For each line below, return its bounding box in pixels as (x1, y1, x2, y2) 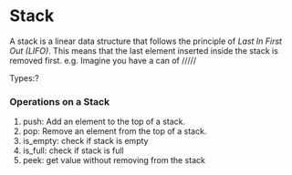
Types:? (9, 72, 39, 83)
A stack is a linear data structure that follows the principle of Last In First (9, 36, 283, 46)
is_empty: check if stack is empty (22, 136, 149, 147)
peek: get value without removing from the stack (22, 155, 205, 166)
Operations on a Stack (9, 95, 110, 108)
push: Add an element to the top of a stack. (22, 116, 186, 128)
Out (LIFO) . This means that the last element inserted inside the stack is (9, 45, 278, 56)
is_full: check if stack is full (22, 145, 125, 156)
